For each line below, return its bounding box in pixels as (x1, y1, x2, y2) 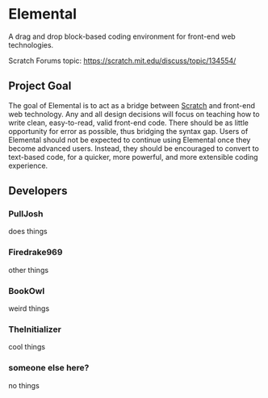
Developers (8, 184, 68, 198)
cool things (8, 342, 46, 352)
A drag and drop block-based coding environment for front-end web (8, 31, 236, 41)
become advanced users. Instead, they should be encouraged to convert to (8, 143, 260, 153)
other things (8, 265, 49, 274)
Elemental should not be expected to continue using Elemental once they (8, 135, 251, 145)
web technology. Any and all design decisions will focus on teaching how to (8, 109, 260, 119)
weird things (8, 304, 50, 313)
